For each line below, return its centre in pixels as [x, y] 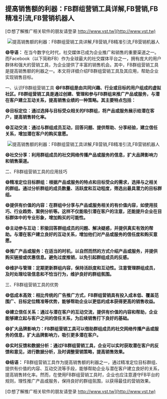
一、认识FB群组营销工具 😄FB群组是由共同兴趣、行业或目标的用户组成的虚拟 [83, 87]
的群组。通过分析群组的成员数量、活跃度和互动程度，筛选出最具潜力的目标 [81, 188]
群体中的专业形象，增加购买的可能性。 [48, 217]
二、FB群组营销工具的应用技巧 [36, 171]
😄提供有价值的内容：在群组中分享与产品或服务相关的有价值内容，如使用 [79, 205]
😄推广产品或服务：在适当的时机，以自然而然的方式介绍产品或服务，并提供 [82, 251]
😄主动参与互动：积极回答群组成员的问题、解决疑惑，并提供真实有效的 [77, 228]
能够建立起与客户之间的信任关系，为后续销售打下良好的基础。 [68, 318]
